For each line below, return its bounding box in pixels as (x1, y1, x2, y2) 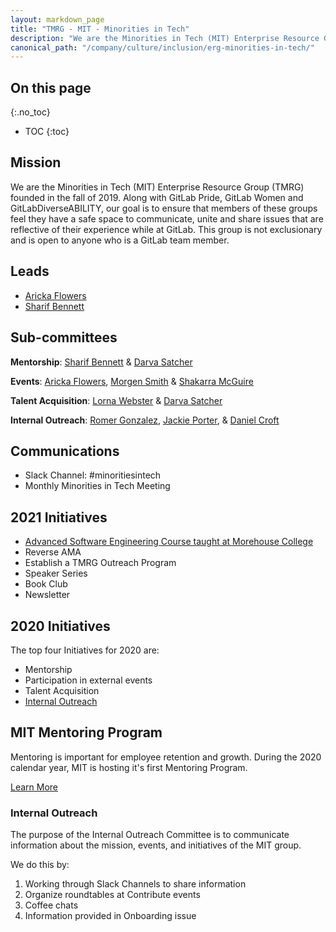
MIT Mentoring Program (10, 724, 163, 741)
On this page (10, 79, 92, 96)
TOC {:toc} (24, 126, 70, 138)
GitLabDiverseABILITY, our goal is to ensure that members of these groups (10, 202, 318, 214)
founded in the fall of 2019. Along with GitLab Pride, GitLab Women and (10, 191, 304, 203)
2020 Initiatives (10, 617, 111, 635)
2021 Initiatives (10, 509, 108, 526)
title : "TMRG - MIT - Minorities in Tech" (10, 24, 190, 34)
